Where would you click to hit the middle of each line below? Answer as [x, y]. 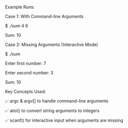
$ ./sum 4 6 [16, 26]
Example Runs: [20, 7]
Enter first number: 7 [25, 63]
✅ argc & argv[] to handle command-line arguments [57, 101]
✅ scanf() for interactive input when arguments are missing [64, 120]
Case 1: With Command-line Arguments [44, 16]
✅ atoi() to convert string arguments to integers [52, 111]
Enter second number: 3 [29, 73]
